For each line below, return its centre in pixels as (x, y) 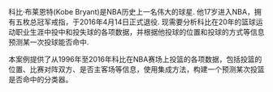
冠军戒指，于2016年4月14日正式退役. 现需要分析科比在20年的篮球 (146, 22)
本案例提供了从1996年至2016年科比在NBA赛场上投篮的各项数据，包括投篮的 (135, 59)
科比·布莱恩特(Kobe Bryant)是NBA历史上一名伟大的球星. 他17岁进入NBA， (131, 12)
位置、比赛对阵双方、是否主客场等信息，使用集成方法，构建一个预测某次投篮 (136, 69)
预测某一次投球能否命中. (49, 42)
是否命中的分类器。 (41, 79)
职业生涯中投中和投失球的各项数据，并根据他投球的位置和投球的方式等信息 (140, 32)
